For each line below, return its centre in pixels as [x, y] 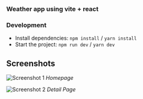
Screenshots [31, 63]
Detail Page [61, 89]
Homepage [59, 78]
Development [27, 25]
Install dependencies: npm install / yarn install [76, 38]
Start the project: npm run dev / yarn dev [65, 44]
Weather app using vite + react [52, 9]
